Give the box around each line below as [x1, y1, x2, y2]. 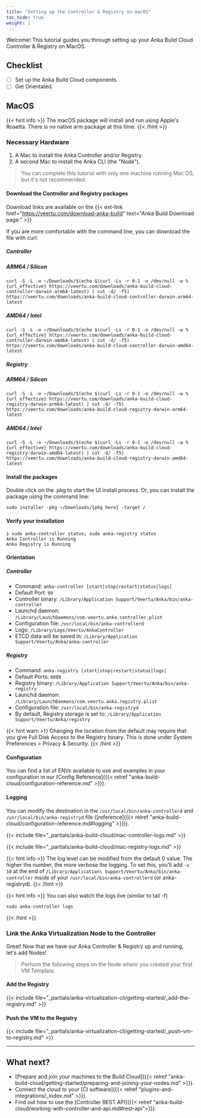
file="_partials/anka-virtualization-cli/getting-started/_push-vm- [35, 1028, 193, 1035]
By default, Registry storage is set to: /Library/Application [14, 710, 162, 718]
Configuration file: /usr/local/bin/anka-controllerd [14, 620, 144, 627]
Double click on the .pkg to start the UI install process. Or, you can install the [6, 487, 195, 494]
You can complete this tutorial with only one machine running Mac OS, [20, 169, 194, 177]
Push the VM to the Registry [6, 1014, 78, 1021]
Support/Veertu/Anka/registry [14, 717, 91, 723]
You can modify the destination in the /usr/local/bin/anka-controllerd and [6, 807, 193, 814]
